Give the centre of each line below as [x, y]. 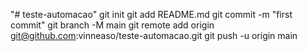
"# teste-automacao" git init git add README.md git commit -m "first [151, 14]
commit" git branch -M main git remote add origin [112, 25]
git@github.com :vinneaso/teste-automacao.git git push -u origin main [154, 35]
